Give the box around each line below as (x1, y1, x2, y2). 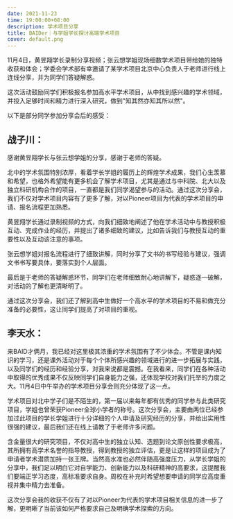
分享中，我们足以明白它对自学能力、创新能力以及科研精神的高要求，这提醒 (7, 463, 220, 472)
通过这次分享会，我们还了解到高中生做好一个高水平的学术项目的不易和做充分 (7, 296, 226, 305)
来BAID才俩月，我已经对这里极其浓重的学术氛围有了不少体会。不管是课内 (7, 347, 216, 355)
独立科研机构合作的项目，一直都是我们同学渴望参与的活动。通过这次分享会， (7, 185, 226, 194)
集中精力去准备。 (19, 480, 68, 489)
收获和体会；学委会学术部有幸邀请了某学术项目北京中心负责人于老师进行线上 (7, 65, 226, 73)
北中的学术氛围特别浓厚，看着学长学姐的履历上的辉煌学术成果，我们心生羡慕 (7, 168, 226, 176)
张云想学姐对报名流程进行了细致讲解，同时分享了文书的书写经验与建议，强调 (7, 249, 226, 257)
